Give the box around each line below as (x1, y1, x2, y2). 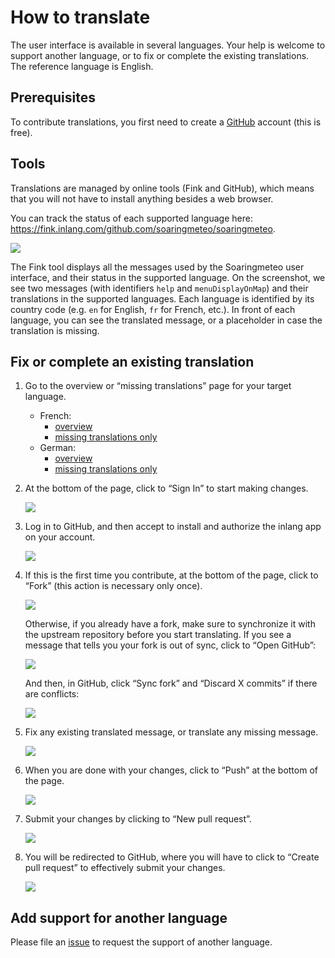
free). (10, 126, 33, 138)
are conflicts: (24, 688, 80, 700)
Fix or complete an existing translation (10, 353, 255, 370)
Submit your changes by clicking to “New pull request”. (24, 813, 252, 825)
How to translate (10, 6, 151, 29)
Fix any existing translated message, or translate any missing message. (24, 726, 319, 738)
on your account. (24, 531, 96, 543)
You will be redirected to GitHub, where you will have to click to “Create (24, 851, 320, 863)
